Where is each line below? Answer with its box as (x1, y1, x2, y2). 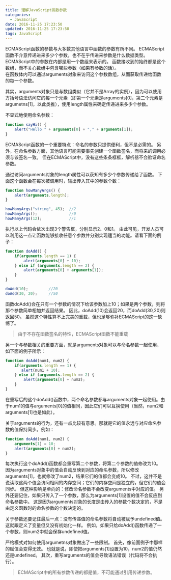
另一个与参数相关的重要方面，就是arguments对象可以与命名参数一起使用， (5, 342, 162, 348)
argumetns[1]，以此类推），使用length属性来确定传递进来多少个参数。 (5, 101, 151, 107)
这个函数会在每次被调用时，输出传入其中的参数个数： (9, 178, 121, 184)
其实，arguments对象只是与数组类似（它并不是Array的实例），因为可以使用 (5, 89, 162, 94)
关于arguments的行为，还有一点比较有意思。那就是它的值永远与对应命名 (5, 420, 157, 426)
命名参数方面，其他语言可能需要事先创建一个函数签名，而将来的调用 (18, 148, 161, 154)
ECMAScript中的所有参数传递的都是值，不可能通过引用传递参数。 (17, 569, 155, 575)
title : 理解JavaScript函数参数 (5, 7, 67, 13)
